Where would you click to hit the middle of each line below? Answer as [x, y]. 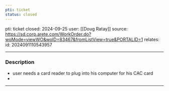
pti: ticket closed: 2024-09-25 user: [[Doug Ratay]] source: [66, 28]
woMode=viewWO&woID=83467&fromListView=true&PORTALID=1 [74, 39]
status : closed [21, 14]
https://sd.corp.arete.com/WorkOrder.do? [48, 34]
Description [20, 62]
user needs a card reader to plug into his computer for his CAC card [83, 73]
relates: [152, 39]
